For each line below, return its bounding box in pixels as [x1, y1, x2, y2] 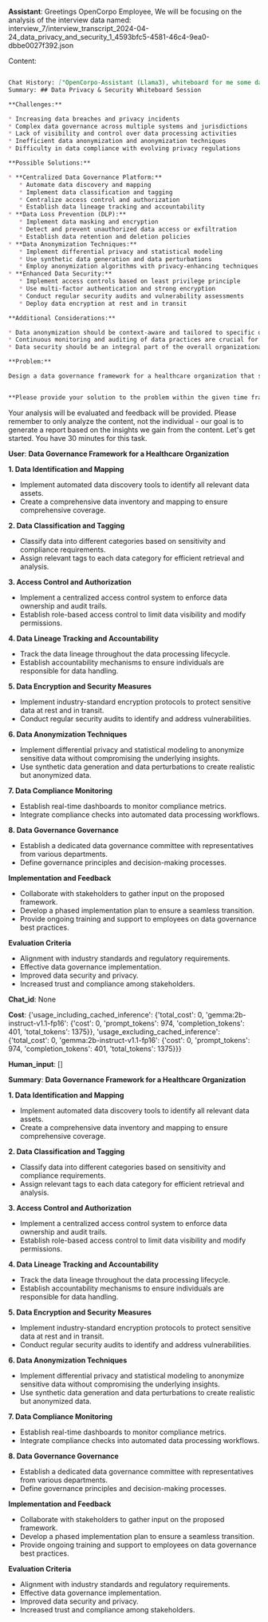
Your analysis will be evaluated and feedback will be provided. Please [8, 407, 237, 418]
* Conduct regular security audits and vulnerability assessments [18, 291, 245, 300]
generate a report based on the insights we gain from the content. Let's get [8, 425, 255, 434]
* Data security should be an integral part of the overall [8, 343, 213, 351]
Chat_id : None [8, 994, 57, 1004]
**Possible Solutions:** [8, 159, 91, 167]
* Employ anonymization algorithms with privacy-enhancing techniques [18, 263, 259, 271]
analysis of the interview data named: [8, 15, 132, 25]
